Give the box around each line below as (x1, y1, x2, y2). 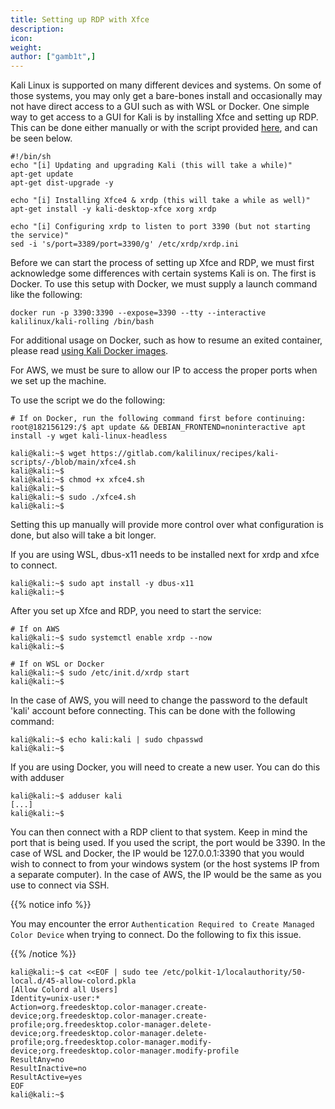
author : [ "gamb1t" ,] (10, 52, 97, 62)
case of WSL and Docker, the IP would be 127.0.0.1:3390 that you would (10, 847, 305, 860)
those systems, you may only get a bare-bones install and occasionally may (10, 90, 323, 102)
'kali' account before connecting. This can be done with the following (10, 705, 296, 717)
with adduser (10, 772, 65, 784)
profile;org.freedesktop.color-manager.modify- (10, 1037, 213, 1048)
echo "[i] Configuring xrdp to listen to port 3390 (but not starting (10, 222, 311, 232)
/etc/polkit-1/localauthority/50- (162, 967, 307, 978)
